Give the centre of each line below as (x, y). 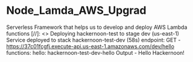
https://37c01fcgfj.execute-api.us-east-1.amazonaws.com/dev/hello (90, 46)
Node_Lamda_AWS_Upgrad (76, 11)
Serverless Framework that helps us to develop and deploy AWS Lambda (97, 27)
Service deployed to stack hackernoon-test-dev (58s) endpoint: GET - (93, 40)
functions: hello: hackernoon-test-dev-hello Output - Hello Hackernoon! (96, 52)
